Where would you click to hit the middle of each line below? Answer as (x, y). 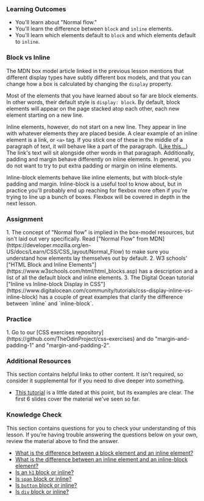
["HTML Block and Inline (37, 264)
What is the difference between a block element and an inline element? (104, 453)
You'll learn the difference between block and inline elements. (94, 29)
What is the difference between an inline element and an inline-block (101, 459)
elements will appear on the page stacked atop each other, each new (93, 108)
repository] (90, 332)
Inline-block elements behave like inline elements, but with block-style (94, 177)
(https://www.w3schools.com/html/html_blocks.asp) (72, 271)
